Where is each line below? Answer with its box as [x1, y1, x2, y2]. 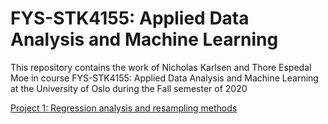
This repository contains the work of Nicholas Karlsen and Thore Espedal [10, 61, 312, 73]
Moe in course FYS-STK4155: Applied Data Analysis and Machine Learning [10, 72, 319, 84]
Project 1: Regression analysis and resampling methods [10, 102, 238, 114]
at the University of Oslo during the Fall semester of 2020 [10, 82, 248, 94]
